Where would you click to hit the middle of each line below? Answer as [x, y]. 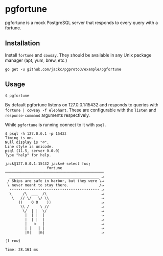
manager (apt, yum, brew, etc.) [36, 60]
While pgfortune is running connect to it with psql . [56, 125]
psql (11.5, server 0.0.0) [33, 151]
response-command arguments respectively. [47, 115]
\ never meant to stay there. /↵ [56, 185]
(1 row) [13, 241]
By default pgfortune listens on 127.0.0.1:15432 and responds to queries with [82, 104]
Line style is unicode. [29, 146]
